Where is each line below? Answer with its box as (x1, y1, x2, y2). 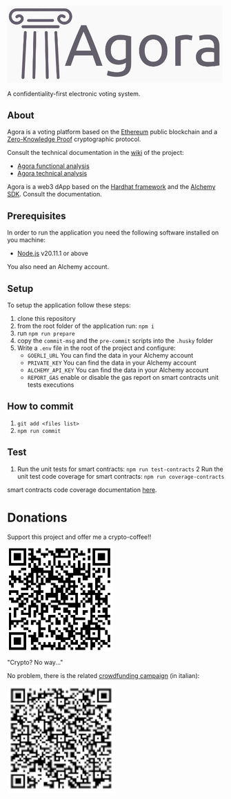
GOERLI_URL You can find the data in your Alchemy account (27, 351, 194, 360)
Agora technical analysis (17, 169, 88, 178)
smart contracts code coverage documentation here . (7, 486, 157, 494)
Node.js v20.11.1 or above (17, 249, 88, 257)
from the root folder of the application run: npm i (17, 322, 154, 330)
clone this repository (17, 315, 76, 323)
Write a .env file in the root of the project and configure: (17, 344, 176, 352)
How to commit (7, 401, 74, 412)
